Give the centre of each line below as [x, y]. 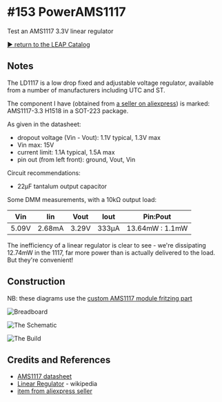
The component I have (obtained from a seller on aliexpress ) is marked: [109, 103]
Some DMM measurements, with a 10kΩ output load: [82, 199]
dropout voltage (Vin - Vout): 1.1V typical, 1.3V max [89, 137]
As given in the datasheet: [44, 124]
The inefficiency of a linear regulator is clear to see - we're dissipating [107, 245]
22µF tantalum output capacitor [62, 186]
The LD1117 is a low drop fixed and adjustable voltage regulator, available [111, 83]
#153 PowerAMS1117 [67, 12]
